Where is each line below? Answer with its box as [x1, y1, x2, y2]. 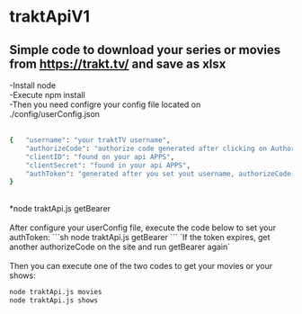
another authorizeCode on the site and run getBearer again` [9, 241, 231, 253]
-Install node [9, 80, 57, 91]
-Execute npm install [9, 90, 85, 100]
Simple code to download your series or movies [9, 42, 281, 58]
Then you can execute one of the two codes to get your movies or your [9, 261, 273, 272]
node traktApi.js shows [9, 296, 99, 305]
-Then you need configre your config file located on [9, 99, 201, 110]
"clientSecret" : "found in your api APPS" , [25, 160, 191, 170]
